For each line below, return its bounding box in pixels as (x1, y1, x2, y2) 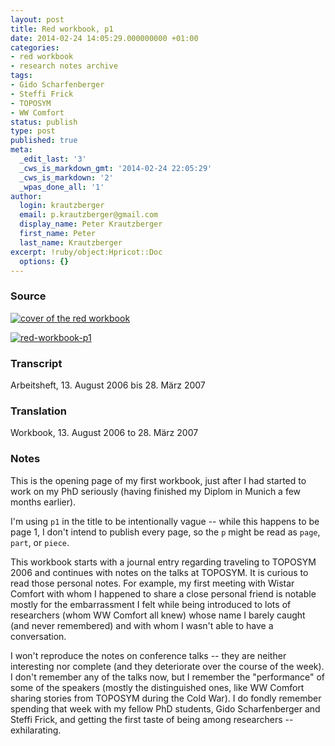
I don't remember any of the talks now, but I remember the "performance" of (10, 671, 326, 683)
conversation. (10, 630, 67, 642)
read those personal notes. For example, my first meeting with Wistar (10, 577, 295, 589)
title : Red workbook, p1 (10, 24, 114, 34)
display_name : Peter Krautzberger (19, 219, 163, 230)
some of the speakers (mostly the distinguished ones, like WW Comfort (10, 681, 305, 693)
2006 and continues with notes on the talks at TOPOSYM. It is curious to (10, 566, 309, 578)
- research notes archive (10, 61, 118, 71)
